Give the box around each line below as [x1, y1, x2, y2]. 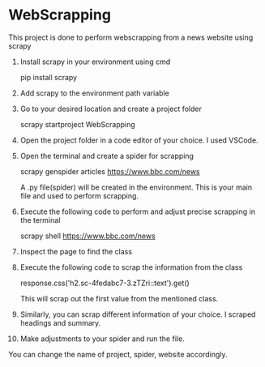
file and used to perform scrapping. [19, 190, 139, 200]
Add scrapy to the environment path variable [19, 87, 170, 98]
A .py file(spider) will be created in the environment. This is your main [19, 182, 253, 192]
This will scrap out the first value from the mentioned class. [19, 293, 219, 303]
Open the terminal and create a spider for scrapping [19, 151, 194, 160]
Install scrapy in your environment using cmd [19, 57, 171, 66]
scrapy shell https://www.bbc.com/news [19, 231, 156, 241]
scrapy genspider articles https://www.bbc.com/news [19, 166, 200, 176]
